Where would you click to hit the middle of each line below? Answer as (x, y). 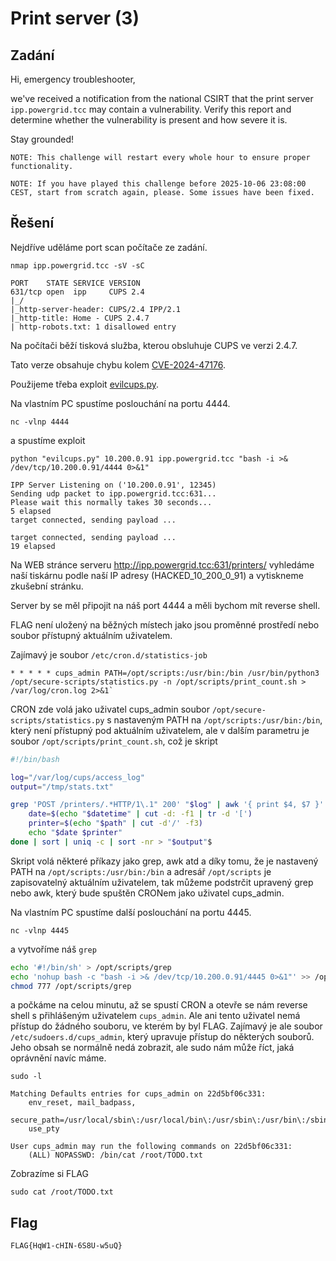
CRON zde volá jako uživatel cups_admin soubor (110, 709)
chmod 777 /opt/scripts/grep (71, 986)
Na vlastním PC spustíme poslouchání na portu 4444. (120, 403)
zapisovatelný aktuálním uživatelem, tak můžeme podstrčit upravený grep (162, 882)
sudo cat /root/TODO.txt (62, 1192)
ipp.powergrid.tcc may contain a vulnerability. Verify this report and (151, 109)
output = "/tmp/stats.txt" (62, 787)
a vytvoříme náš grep (53, 949)
